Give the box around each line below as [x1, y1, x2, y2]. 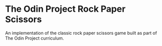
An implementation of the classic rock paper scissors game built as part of [5, 30, 157, 36]
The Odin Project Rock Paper [5, 3, 126, 15]
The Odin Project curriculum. [5, 35, 64, 41]
